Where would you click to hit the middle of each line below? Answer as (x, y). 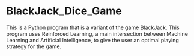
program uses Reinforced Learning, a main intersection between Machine (97, 33)
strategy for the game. (34, 46)
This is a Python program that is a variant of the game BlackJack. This (93, 27)
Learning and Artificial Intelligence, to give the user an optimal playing (92, 40)
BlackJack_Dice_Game (64, 11)
